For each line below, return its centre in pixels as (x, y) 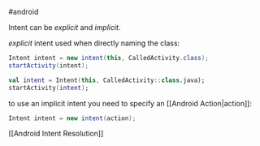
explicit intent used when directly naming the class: (94, 43)
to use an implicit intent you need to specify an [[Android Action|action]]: (130, 103)
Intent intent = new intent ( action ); (72, 118)
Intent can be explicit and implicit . (65, 27)
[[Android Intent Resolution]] (56, 134)
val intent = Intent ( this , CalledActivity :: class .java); (107, 80)
